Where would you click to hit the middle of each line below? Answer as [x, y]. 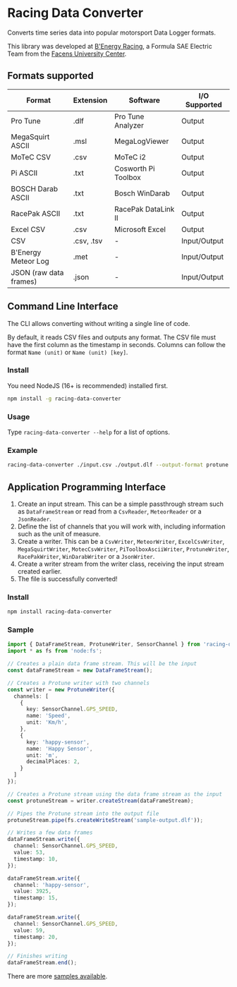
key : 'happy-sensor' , [58, 742]
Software [145, 100]
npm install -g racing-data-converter [64, 399]
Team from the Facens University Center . [67, 54]
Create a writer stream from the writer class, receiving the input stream [121, 564]
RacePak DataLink [144, 209]
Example [23, 450]
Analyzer [129, 125]
